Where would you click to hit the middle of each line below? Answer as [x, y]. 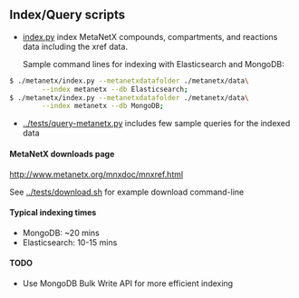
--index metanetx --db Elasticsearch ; [115, 89]
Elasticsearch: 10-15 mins [70, 242]
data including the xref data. [75, 46]
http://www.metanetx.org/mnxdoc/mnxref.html [96, 174]
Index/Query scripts [68, 15]
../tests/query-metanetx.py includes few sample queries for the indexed [156, 124]
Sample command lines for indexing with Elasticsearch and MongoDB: [154, 64]
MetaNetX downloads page [62, 154]
